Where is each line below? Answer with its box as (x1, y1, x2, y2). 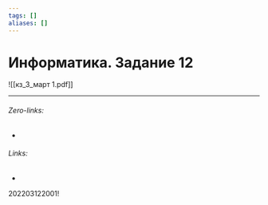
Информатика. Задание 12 (8, 53, 194, 72)
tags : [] (8, 11, 37, 20)
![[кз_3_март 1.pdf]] (8, 80, 73, 89)
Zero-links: (8, 105, 44, 116)
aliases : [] (8, 19, 48, 27)
